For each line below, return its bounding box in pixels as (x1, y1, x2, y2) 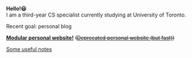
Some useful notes (6, 46, 52, 53)
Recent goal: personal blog (6, 23, 72, 30)
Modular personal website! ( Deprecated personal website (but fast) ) (6, 34, 175, 41)
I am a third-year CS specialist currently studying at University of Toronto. (6, 11, 187, 18)
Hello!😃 (6, 5, 27, 12)
